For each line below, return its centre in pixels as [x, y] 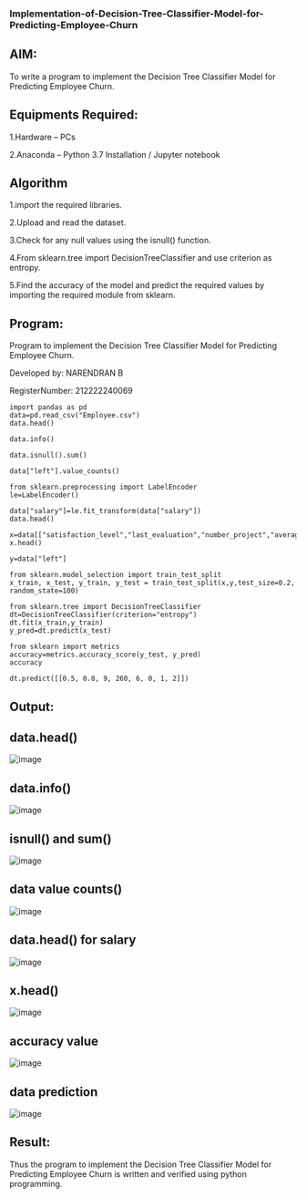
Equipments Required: [74, 115]
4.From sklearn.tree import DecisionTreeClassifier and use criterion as [141, 258]
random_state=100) [44, 591]
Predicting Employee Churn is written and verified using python [128, 1173]
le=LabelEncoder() [44, 495]
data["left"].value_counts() [65, 471]
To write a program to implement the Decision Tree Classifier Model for [143, 77]
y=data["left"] [38, 559]
